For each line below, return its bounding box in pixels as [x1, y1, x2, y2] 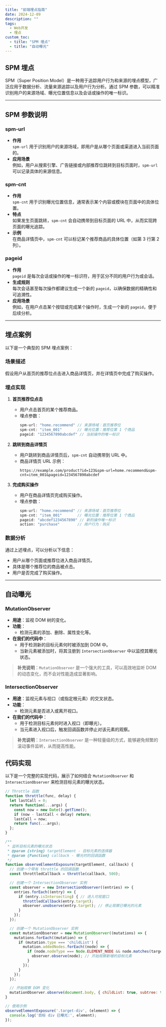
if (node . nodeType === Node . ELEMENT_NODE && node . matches [27, 949, 149, 954]
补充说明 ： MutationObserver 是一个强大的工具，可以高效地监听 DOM [17, 665, 157, 670]
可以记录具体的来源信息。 [12, 169, 65, 175]
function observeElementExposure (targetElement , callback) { [5, 862, 134, 867]
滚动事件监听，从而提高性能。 [17, 743, 78, 749]
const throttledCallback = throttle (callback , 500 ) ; [9, 871, 121, 877]
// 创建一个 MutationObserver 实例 [9, 926, 79, 931]
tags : [5, 21, 16, 26]
